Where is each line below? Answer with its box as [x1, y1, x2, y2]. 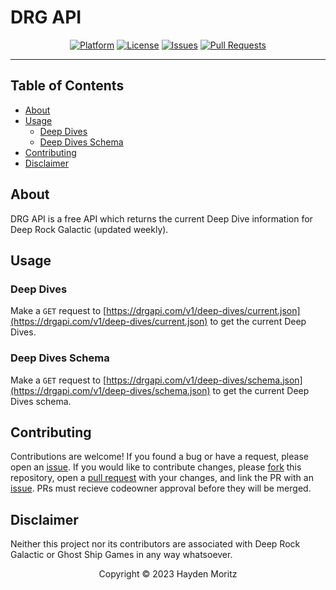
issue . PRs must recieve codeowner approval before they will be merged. [10, 482, 312, 495]
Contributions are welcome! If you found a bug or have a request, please [10, 451, 309, 463]
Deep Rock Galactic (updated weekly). [10, 223, 169, 235]
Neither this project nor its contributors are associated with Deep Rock [10, 538, 301, 550]
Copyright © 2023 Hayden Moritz [98, 568, 238, 580]
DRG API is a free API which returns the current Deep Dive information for [10, 212, 313, 225]
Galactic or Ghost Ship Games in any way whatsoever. [10, 549, 233, 561]
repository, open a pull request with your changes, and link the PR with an [10, 472, 314, 484]
